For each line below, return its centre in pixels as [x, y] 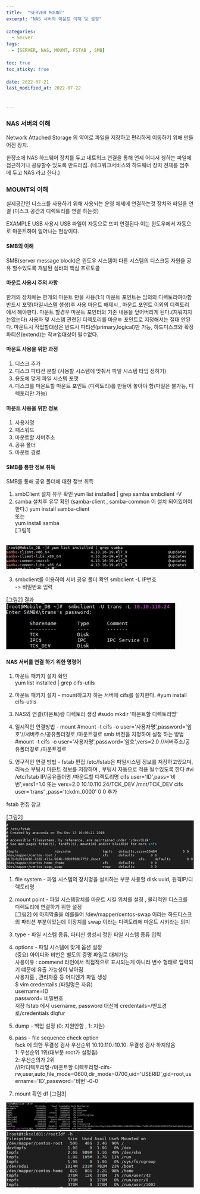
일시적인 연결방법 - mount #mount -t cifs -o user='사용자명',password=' [101, 727]
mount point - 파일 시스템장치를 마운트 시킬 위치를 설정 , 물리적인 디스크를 [101, 900]
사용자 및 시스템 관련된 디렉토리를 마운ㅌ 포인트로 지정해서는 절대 [104, 319]
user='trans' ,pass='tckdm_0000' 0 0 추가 [66, 792]
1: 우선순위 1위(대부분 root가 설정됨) [56, 1053]
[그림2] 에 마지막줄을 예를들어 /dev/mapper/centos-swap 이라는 [90, 914]
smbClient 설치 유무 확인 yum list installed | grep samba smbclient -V [98, 494]
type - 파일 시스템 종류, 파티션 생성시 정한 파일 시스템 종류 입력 [88, 934]
